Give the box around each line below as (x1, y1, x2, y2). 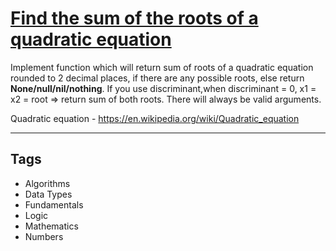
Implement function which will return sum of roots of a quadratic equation (10, 61, 314, 73)
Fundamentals (24, 198, 84, 211)
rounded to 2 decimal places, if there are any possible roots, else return (10, 72, 305, 84)
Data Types (24, 188, 73, 200)
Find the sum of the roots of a (10, 7, 259, 30)
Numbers (24, 230, 64, 242)
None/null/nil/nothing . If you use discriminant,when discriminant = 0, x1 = (10, 82, 317, 94)
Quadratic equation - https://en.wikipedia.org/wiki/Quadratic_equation (10, 112, 300, 124)
